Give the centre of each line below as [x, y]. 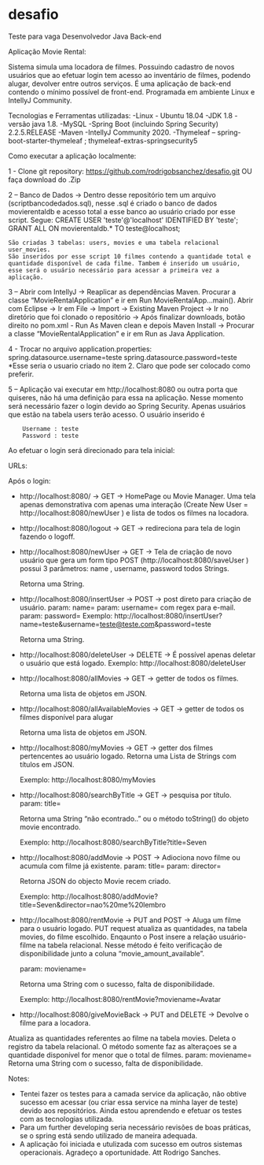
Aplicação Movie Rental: [47, 51]
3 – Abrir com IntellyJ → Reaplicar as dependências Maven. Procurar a [122, 291]
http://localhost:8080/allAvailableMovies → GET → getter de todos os [132, 709]
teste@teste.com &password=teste [156, 624]
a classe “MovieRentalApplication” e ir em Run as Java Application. [117, 333]
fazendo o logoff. [47, 536]
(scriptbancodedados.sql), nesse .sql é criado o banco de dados [113, 203]
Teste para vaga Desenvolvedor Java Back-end [85, 36]
